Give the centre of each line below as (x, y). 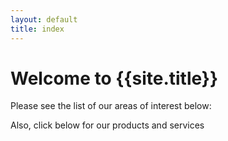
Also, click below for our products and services (107, 125)
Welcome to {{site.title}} (114, 78)
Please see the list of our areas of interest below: (111, 106)
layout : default (44, 19)
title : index (37, 29)
